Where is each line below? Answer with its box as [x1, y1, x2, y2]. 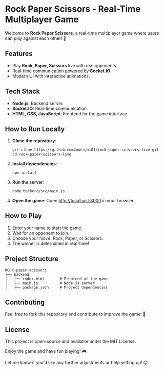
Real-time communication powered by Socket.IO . [12, 68, 112, 74]
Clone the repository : [12, 138, 57, 144]
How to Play [5, 212, 42, 220]
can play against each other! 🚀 [5, 35, 66, 41]
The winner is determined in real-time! [12, 240, 89, 246]
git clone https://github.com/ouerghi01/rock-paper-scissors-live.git [12, 147, 159, 153]
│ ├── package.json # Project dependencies [5, 285, 108, 290]
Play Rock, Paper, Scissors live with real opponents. [12, 62, 118, 68]
